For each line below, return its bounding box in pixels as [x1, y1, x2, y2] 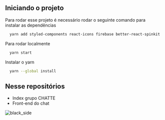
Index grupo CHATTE [12, 95, 56, 101]
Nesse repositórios [5, 82, 65, 90]
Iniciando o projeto [5, 4, 64, 12]
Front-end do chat [12, 100, 49, 106]
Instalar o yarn [5, 59, 35, 65]
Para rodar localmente [5, 40, 50, 46]
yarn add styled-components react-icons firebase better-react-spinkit [9, 31, 161, 36]
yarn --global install [9, 68, 56, 73]
